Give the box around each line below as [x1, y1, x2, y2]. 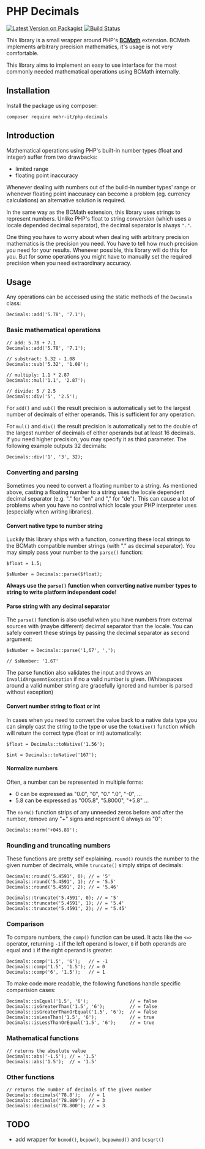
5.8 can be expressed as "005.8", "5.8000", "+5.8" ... [15, 797, 149, 804]
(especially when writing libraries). [6, 507, 94, 515]
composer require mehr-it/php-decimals [6, 113, 108, 120]
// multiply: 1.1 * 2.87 [6, 372, 70, 378]
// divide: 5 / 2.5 [6, 388, 56, 394]
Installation [6, 86, 50, 96]
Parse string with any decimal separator [6, 602, 110, 610]
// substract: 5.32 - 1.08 [6, 355, 75, 362]
